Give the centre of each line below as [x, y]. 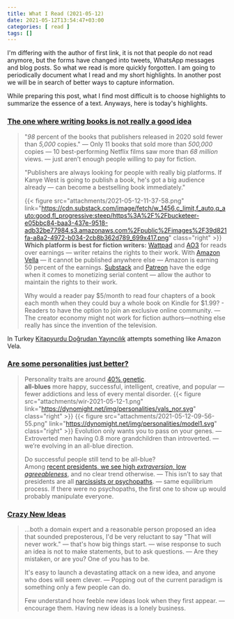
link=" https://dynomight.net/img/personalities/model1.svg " [133, 423]
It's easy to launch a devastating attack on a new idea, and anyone [120, 572]
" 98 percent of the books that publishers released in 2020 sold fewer [124, 136]
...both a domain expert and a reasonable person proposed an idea [120, 529]
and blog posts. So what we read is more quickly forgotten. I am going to [111, 68]
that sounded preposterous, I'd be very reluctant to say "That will [118, 537]
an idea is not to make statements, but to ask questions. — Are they [121, 551]
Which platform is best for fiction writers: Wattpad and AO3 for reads [125, 245]
